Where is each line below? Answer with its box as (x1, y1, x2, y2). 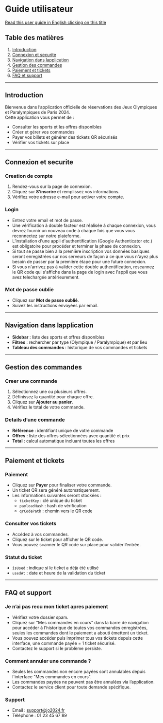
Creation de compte (5, 172, 53, 179)
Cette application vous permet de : (5, 114, 74, 120)
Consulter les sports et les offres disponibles (12, 124, 102, 130)
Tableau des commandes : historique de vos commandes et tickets (12, 344, 147, 350)
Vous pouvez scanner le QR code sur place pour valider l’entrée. (12, 541, 141, 547)
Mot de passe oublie (5, 286, 54, 293)
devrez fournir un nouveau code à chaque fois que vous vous (12, 227, 135, 233)
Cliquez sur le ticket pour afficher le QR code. (12, 537, 103, 542)
